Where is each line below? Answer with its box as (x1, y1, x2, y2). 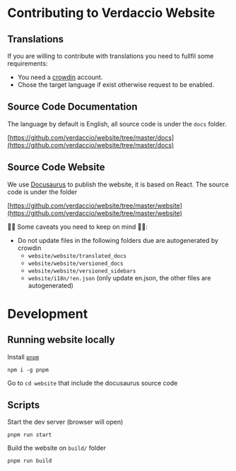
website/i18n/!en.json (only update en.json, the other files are (28, 273, 211, 282)
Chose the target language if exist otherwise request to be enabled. (17, 81, 214, 89)
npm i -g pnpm (7, 366, 49, 374)
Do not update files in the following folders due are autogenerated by (17, 236, 219, 244)
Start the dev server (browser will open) (7, 418, 124, 427)
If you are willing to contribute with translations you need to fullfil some (7, 52, 214, 60)
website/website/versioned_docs (28, 260, 124, 267)
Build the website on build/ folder (7, 443, 107, 453)
